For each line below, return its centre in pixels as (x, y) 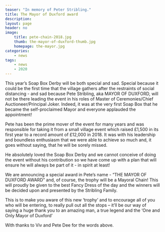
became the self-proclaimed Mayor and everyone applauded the (71, 109)
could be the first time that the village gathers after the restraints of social (80, 88)
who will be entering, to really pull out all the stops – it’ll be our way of (76, 205)
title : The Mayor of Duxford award (42, 14)
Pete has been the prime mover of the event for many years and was (75, 124)
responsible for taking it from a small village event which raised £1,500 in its (82, 129)
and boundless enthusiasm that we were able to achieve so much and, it (78, 140)
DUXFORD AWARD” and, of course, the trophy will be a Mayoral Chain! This (82, 180)
